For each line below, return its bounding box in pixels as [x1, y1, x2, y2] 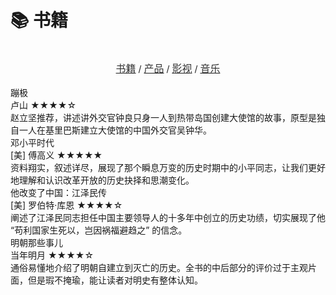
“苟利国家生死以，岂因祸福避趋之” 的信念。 [10, 224, 188, 236]
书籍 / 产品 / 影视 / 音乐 [115, 62, 221, 75]
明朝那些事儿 [10, 236, 63, 248]
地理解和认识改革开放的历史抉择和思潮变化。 [10, 174, 195, 186]
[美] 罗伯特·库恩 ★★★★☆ [10, 199, 123, 211]
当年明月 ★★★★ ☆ [10, 249, 95, 261]
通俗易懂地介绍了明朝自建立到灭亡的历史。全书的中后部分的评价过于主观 [10, 261, 308, 273]
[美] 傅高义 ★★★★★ [10, 149, 103, 161]
